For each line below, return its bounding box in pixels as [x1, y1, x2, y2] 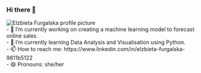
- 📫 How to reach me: [6, 46, 63, 53]
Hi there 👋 [6, 5, 37, 14]
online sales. [6, 32, 39, 40]
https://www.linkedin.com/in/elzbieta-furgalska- [63, 46, 186, 53]
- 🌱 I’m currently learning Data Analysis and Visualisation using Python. [6, 39, 186, 46]
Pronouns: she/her [17, 61, 64, 68]
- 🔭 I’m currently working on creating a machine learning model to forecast [6, 26, 195, 33]
